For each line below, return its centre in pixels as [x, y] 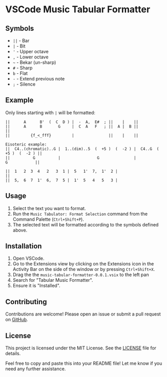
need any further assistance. [36, 369]
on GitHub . [17, 320]
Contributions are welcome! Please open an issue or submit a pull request [83, 314]
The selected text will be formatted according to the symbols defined [86, 224]
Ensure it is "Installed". [36, 286]
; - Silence [24, 84]
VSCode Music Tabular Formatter [78, 9]
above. [20, 230]
